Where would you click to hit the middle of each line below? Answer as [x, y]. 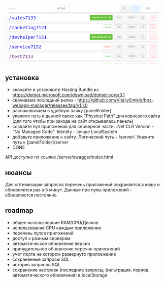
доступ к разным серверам [41, 238]
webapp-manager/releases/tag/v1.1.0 [50, 105]
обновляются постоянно [31, 195]
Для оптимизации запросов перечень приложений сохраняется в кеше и [82, 185]
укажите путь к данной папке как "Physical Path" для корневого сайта [86, 116]
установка [22, 77]
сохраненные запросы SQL [41, 259]
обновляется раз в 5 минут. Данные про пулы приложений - [68, 190]
